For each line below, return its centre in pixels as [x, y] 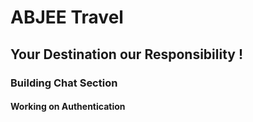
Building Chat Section [64, 83]
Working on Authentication [68, 107]
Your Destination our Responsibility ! [127, 54]
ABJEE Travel [67, 17]
